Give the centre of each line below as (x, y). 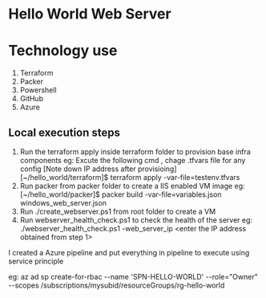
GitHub (32, 99)
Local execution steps (64, 132)
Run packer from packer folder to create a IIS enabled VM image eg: (133, 186)
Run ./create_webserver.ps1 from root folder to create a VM (118, 211)
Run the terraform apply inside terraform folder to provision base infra (135, 151)
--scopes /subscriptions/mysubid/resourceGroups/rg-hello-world (117, 285)
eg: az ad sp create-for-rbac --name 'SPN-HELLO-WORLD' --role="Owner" (133, 276)
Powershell (38, 90)
